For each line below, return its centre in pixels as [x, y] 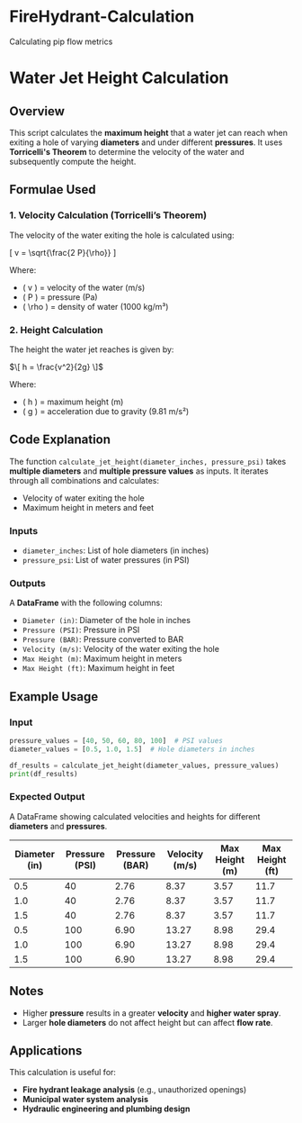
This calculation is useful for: [63, 1073]
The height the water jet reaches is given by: [92, 349]
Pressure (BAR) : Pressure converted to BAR [103, 639]
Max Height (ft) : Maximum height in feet [98, 668]
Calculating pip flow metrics [61, 41]
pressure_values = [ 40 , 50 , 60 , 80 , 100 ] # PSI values [116, 741]
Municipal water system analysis [85, 1100]
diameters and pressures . [58, 826]
